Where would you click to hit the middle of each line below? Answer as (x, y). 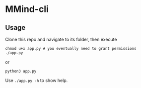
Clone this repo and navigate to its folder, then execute (61, 39)
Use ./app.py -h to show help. (36, 80)
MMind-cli (27, 9)
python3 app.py (21, 71)
